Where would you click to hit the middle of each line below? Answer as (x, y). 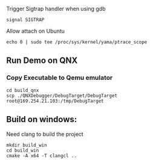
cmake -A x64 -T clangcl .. (42, 156)
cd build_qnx (23, 90)
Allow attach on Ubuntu (36, 31)
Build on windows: (42, 119)
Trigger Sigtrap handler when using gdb (56, 9)
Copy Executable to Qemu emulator (60, 78)
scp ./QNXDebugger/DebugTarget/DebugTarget (62, 95)
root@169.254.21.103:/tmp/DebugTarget (55, 101)
